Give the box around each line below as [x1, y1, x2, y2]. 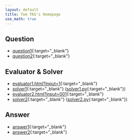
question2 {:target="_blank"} [12, 53, 70, 59]
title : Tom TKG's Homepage [5, 12, 61, 17]
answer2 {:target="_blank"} [12, 129, 68, 135]
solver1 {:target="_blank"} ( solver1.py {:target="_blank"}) [12, 86, 126, 92]
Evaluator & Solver [5, 67, 63, 76]
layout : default [5, 7, 39, 12]
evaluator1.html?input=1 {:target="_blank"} [12, 81, 98, 87]
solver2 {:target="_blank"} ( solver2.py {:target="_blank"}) [12, 96, 128, 102]
